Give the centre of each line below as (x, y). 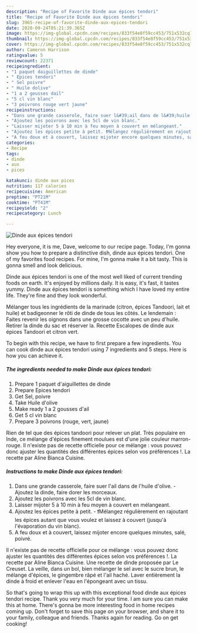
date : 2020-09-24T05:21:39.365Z (45, 28)
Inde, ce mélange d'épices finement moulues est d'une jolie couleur (88, 439)
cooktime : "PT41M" (28, 202)
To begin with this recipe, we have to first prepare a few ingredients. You (94, 343)
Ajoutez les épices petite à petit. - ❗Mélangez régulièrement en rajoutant (101, 511)
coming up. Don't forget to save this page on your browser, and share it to (95, 611)
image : (14, 34)
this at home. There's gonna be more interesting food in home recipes (90, 605)
